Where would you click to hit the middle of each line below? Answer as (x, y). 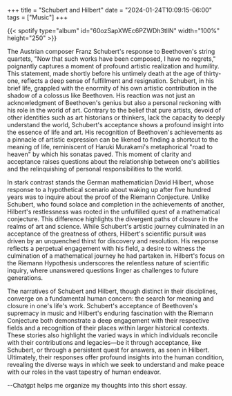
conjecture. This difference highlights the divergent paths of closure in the (113, 219)
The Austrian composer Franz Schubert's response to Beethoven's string (111, 51)
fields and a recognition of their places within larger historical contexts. (108, 328)
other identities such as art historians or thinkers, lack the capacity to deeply (116, 117)
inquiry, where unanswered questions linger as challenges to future (103, 270)
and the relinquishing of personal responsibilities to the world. (95, 169)
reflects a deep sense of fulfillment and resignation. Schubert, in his (117, 81)
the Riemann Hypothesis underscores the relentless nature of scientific (108, 263)
